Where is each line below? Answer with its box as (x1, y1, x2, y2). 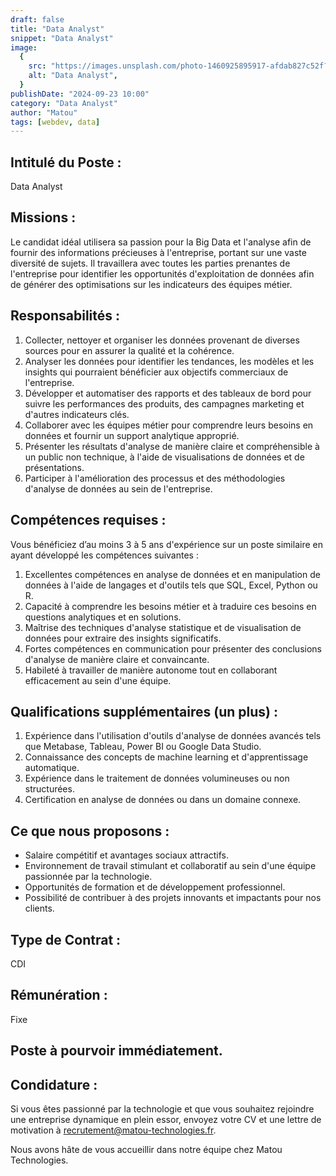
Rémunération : (10, 987, 108, 1004)
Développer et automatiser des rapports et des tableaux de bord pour (24, 387, 312, 399)
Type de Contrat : (10, 931, 122, 948)
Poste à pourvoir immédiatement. (10, 1042, 223, 1060)
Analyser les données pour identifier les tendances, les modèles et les (24, 355, 315, 367)
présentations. (24, 461, 85, 473)
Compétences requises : (10, 512, 167, 529)
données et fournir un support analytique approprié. (24, 429, 240, 441)
